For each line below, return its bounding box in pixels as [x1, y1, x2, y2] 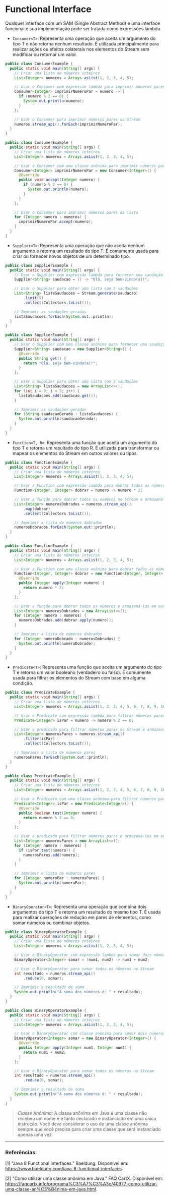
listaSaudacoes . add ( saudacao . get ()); [18, 393, 98, 398]
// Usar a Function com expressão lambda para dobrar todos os [14, 483, 150, 488]
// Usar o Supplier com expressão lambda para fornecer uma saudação [14, 272, 163, 277]
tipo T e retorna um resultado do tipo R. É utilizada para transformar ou [12, 445, 159, 451]
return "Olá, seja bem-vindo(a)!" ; [23, 361, 98, 366]
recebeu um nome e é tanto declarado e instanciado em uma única [17, 1115, 157, 1121]
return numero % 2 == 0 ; [23, 815, 75, 820]
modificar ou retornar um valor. [12, 51, 77, 58]
